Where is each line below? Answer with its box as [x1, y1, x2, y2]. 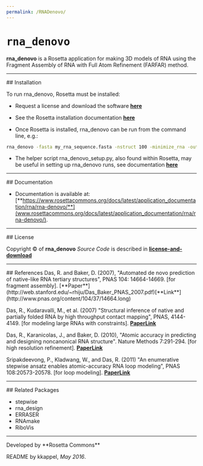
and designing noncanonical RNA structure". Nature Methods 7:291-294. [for [6, 338, 197, 345]
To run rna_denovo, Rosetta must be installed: [6, 90, 121, 98]
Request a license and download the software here [14, 102, 143, 109]
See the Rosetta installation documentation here [14, 113, 135, 121]
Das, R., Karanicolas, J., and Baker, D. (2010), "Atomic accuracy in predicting [6, 331, 196, 339]
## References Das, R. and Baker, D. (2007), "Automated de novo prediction [6, 269, 195, 277]
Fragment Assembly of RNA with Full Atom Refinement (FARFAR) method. [6, 61, 188, 69]
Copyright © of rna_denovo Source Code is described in [6, 245, 148, 252]
